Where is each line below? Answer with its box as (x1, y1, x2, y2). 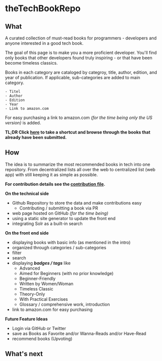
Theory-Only (19, 291, 45, 297)
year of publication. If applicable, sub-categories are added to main (5, 75, 140, 80)
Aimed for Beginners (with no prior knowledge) (19, 270, 114, 276)
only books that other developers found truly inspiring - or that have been (5, 55, 152, 61)
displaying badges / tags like (12, 260, 71, 266)
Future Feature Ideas (5, 316, 48, 322)
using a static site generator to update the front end (12, 215, 116, 221)
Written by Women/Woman (19, 280, 74, 287)
